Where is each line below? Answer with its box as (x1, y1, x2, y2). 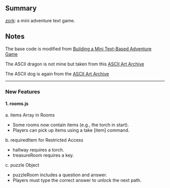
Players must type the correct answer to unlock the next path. (12, 177, 142, 183)
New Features (5, 88, 40, 95)
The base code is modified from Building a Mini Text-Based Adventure (5, 46, 152, 52)
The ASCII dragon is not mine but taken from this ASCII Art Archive (5, 61, 144, 67)
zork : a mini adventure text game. (5, 17, 75, 23)
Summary (5, 4, 37, 13)
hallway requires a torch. (12, 146, 64, 153)
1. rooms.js (5, 101, 29, 107)
